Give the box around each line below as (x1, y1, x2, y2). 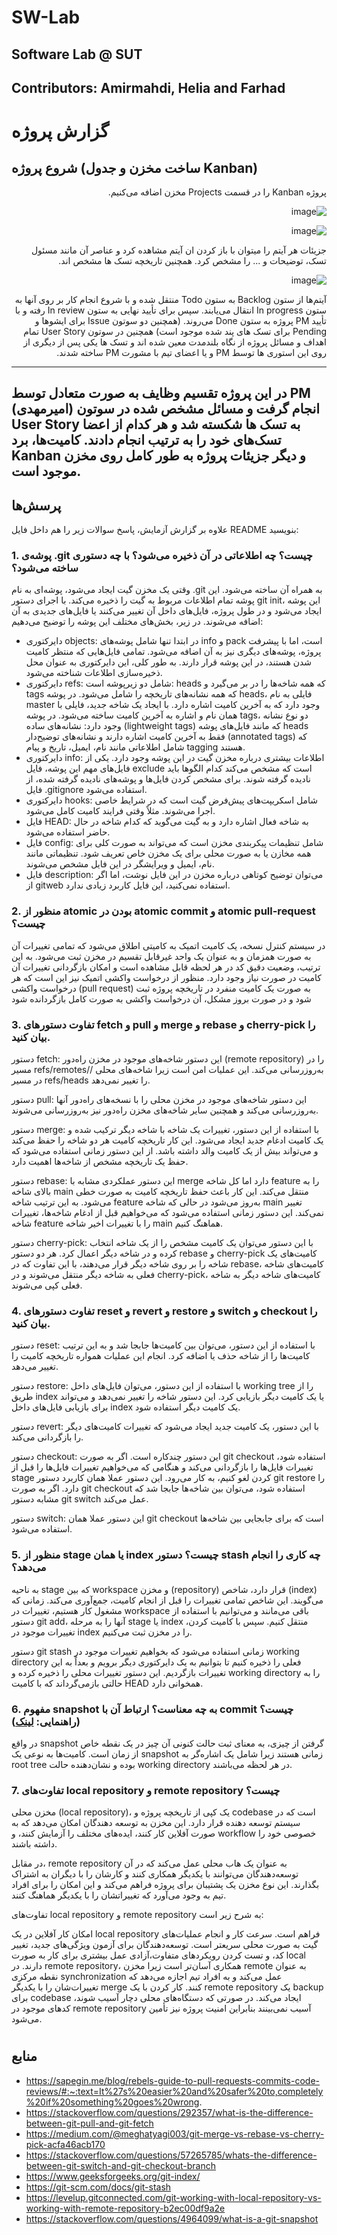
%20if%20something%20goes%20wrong (25, 2096, 200, 2108)
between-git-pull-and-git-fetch (25, 2117, 154, 2129)
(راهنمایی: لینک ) (11, 1714, 81, 1728)
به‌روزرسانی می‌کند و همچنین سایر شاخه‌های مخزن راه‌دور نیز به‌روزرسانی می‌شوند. (11, 1104, 319, 1116)
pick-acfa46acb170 (25, 2138, 106, 2150)
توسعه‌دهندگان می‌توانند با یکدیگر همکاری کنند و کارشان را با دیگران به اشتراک (11, 1868, 299, 1880)
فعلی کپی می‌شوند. (11, 1279, 83, 1291)
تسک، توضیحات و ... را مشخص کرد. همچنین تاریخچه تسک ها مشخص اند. (58, 254, 327, 266)
